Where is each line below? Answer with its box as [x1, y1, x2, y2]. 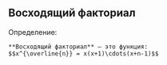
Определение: [8, 27, 58, 36]
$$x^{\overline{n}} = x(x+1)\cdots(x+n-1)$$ [8, 49, 159, 58]
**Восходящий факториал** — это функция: [8, 43, 149, 51]
